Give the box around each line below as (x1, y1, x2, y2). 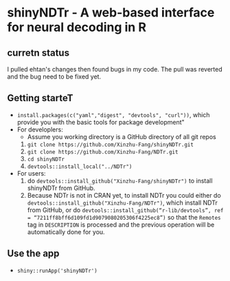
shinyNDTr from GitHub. (27, 184, 95, 192)
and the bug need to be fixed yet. (7, 72, 102, 81)
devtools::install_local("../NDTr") (27, 163, 133, 170)
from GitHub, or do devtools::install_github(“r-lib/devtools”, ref (27, 205, 224, 214)
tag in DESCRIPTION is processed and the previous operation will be (27, 220, 215, 229)
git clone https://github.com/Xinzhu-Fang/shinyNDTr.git (27, 141, 194, 148)
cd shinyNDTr (27, 156, 65, 163)
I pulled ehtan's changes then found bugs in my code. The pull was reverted (7, 65, 222, 73)
